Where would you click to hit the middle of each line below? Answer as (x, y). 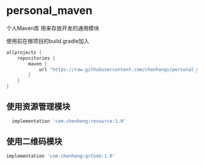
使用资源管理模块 (38, 107)
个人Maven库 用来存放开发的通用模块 (53, 28)
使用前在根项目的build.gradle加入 (48, 41)
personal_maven (49, 11)
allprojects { (24, 52)
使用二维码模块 (34, 142)
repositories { (36, 58)
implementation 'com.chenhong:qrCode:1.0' (61, 156)
